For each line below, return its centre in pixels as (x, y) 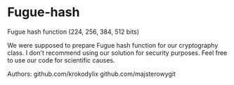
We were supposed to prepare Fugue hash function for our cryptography (113, 45)
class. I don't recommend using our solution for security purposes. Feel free (117, 53)
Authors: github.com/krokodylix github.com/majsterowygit (91, 74)
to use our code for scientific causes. (61, 60)
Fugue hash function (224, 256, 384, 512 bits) (73, 32)
